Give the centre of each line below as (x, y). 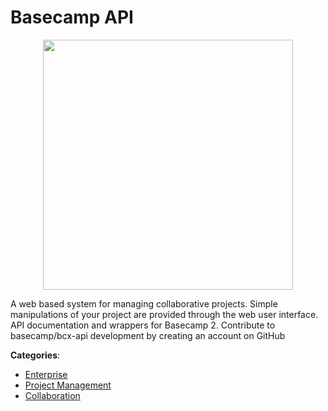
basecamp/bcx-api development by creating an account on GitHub (148, 335)
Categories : (35, 355)
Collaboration (52, 395)
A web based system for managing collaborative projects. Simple (144, 303)
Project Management (68, 385)
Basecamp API (72, 17)
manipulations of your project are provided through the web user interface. (164, 314)
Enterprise (46, 374)
